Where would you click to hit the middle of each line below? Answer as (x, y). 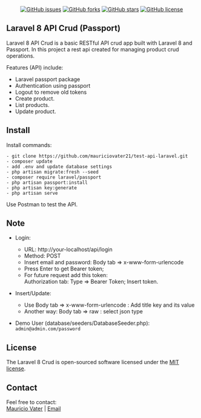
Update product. (35, 111)
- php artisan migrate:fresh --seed (52, 172)
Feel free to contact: (31, 402)
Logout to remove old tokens (51, 92)
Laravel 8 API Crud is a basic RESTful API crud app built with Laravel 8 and (99, 43)
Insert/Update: (33, 293)
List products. (32, 105)
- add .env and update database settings (59, 166)
